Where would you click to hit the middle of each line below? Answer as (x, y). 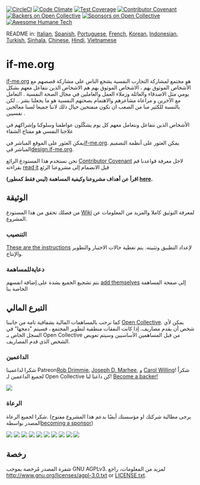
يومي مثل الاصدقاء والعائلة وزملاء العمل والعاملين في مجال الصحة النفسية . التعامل (98, 94)
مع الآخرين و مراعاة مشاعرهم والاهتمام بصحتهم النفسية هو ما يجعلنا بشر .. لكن (93, 100)
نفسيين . (16, 113)
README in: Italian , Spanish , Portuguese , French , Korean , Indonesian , (92, 34)
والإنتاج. (15, 254)
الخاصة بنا (17, 289)
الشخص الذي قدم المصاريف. (38, 341)
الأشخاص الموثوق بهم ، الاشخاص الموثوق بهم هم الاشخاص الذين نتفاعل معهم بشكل (99, 87)
